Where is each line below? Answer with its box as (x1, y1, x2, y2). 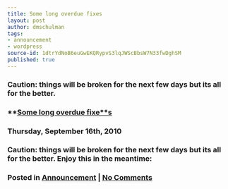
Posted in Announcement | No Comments (7, 173, 153, 183)
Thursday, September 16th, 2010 (7, 126, 122, 136)
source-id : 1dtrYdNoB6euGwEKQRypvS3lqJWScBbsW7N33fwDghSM (7, 50, 181, 57)
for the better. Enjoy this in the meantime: (7, 154, 152, 164)
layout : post (7, 17, 46, 24)
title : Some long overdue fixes (7, 10, 102, 18)
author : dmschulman (7, 23, 65, 30)
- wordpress (7, 43, 42, 50)
